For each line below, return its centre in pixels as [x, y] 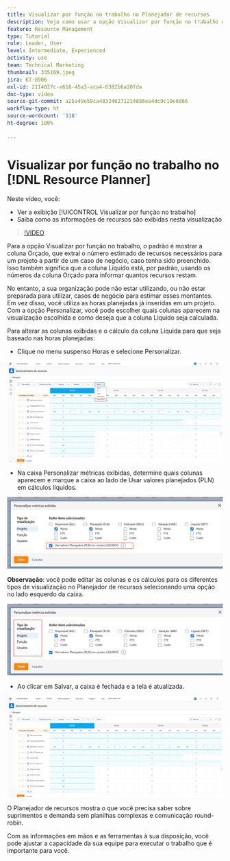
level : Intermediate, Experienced [56, 51]
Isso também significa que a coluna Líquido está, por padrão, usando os [109, 268]
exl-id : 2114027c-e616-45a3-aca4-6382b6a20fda [75, 87]
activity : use [27, 58]
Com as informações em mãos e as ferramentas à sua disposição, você [108, 836]
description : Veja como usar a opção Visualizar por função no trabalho [113, 22]
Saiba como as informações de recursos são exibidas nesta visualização [119, 219]
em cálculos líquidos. [47, 488]
